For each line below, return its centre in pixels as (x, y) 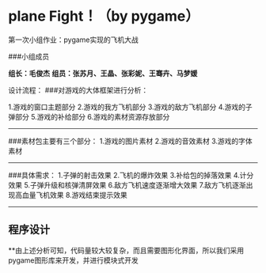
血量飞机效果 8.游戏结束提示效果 (75, 195)
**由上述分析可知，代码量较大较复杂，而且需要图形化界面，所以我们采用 (126, 250)
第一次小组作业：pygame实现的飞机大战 (73, 40)
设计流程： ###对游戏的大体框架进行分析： (78, 90)
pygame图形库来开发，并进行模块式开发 (73, 260)
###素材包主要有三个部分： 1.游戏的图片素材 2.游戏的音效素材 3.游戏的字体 (131, 141)
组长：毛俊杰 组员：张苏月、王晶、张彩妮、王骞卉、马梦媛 (103, 73)
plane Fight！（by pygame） (104, 16)
